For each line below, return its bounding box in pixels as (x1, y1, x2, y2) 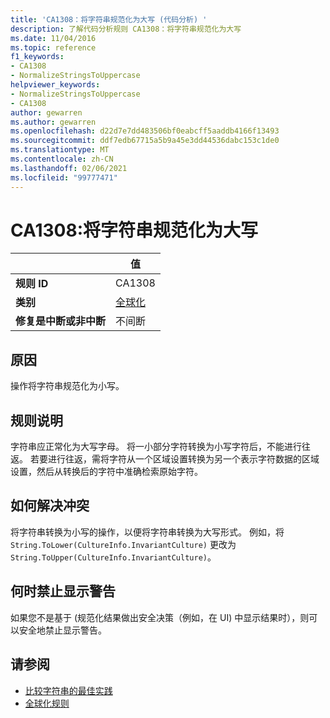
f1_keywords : (10, 52, 65, 62)
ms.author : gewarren (10, 117, 97, 127)
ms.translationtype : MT (10, 145, 110, 155)
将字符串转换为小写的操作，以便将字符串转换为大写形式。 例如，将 (10, 526, 285, 538)
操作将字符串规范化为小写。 (10, 380, 125, 392)
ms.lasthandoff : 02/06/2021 (10, 163, 128, 173)
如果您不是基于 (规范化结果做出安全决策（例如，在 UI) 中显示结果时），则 (10, 611, 310, 623)
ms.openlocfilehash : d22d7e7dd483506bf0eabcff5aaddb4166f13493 (10, 126, 280, 136)
